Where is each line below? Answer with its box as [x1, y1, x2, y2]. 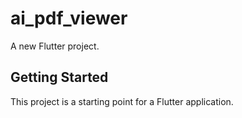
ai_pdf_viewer [10, 7, 128, 30]
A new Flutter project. [10, 40, 100, 52]
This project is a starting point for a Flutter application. [10, 95, 234, 107]
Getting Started [10, 69, 109, 86]
